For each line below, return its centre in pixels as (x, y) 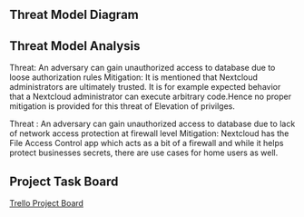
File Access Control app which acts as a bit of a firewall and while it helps (147, 143)
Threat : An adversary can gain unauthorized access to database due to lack (152, 124)
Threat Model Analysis (75, 46)
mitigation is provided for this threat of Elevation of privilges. (123, 106)
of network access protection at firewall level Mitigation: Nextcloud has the (149, 133)
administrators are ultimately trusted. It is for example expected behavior (145, 87)
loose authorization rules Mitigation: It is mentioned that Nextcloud (134, 77)
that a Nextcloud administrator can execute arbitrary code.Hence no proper (151, 97)
